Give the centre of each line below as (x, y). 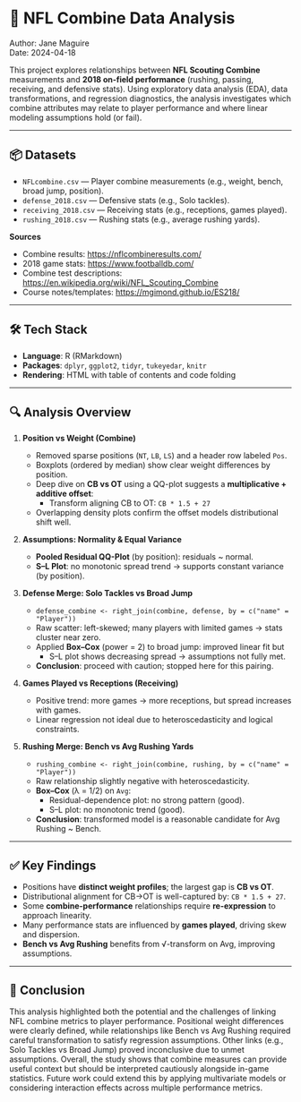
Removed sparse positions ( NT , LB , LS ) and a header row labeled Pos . (161, 456)
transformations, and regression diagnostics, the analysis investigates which (150, 98)
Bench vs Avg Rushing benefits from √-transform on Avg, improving (149, 944)
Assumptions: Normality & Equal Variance (102, 540)
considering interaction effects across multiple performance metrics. (136, 1088)
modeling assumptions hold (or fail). (76, 117)
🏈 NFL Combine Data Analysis (122, 18)
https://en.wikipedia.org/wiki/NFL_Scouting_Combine (120, 282)
